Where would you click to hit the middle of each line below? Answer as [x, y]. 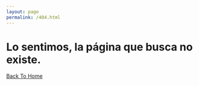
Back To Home [25, 76]
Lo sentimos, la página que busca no [99, 47]
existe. [24, 60]
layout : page [23, 12]
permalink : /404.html [33, 17]
